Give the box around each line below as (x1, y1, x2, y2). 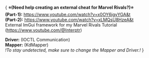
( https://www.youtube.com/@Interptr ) (5, 27, 82, 33)
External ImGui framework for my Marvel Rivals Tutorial (5, 22, 117, 28)
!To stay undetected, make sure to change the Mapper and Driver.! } (5, 47, 144, 53)
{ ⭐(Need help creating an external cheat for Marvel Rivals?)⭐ (5, 4, 134, 10)
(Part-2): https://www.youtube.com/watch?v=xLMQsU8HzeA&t (5, 17, 134, 23)
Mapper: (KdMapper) (5, 42, 49, 48)
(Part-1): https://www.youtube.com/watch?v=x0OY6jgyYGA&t (5, 12, 131, 17)
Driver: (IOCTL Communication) (5, 37, 70, 42)
